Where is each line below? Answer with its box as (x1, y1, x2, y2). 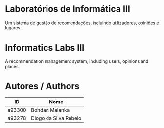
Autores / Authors (5, 81, 80, 92)
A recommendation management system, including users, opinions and (5, 58, 149, 64)
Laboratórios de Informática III (5, 3, 131, 15)
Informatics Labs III (5, 42, 85, 53)
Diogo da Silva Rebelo (31, 114, 82, 121)
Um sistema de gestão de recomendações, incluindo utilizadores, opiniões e (5, 20, 159, 26)
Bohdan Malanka (31, 106, 70, 113)
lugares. (5, 25, 22, 30)
